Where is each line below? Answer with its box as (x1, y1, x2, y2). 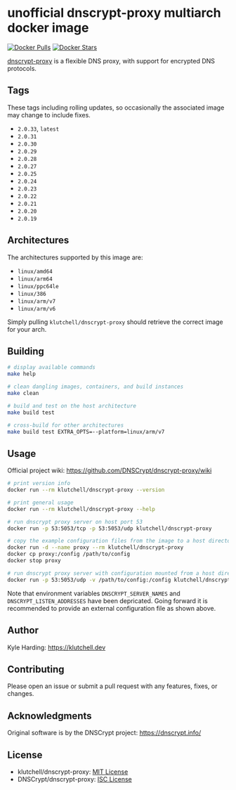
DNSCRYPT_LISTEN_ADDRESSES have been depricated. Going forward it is (7, 596, 209, 605)
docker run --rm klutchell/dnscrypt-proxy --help (7, 505, 156, 512)
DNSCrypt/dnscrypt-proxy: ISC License (17, 775, 132, 783)
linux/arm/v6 (17, 305, 56, 312)
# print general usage (7, 499, 74, 506)
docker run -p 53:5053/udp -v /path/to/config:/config (7, 576, 171, 583)
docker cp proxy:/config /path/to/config (7, 550, 131, 558)
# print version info (7, 480, 71, 487)
